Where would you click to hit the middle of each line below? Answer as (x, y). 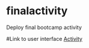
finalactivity (37, 11)
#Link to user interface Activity (44, 39)
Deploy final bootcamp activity (44, 27)
